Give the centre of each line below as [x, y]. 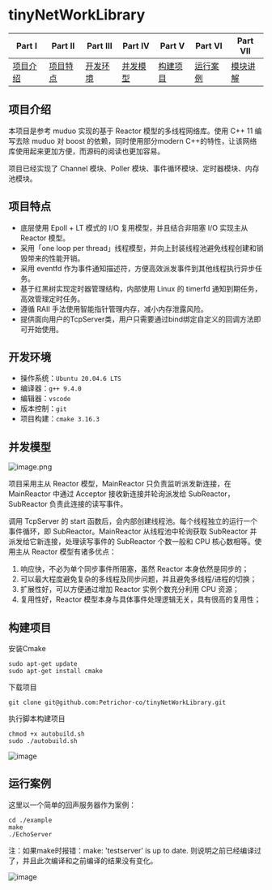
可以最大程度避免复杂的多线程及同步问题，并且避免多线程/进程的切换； [138, 579]
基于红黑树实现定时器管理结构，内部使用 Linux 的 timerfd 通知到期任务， [141, 288]
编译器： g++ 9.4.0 [51, 388]
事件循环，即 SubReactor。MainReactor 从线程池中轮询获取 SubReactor [128, 531]
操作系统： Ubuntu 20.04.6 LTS [70, 378]
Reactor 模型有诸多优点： [74, 552]
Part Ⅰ [27, 45]
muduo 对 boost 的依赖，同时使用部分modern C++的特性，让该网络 [144, 140]
